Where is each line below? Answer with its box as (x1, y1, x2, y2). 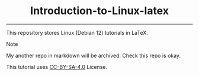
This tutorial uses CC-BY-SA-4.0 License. (6, 63, 108, 70)
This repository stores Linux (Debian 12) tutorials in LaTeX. (6, 29, 148, 36)
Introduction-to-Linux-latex (30, 4, 169, 18)
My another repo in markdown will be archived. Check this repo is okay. (6, 52, 181, 59)
